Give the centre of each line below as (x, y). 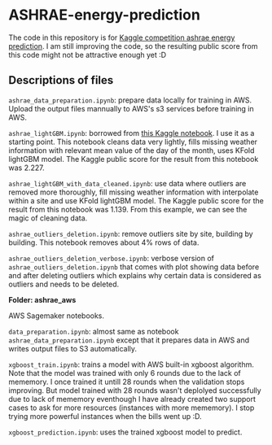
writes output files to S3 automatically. (72, 348)
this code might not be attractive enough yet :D (88, 55)
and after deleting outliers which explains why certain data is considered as (135, 275)
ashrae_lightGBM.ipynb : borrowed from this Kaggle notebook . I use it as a (132, 133)
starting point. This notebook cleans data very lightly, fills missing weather (133, 142)
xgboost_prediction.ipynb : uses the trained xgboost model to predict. (125, 432)
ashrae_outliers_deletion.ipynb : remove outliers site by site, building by (131, 233)
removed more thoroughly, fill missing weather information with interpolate (134, 192)
